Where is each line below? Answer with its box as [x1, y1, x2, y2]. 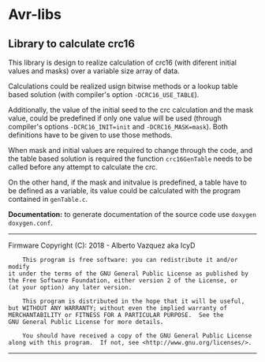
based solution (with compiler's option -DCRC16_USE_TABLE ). [8, 90, 200, 99]
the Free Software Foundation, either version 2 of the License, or [8, 277, 238, 285]
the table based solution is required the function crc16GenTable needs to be [8, 154, 252, 163]
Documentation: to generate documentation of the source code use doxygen [8, 210, 256, 218]
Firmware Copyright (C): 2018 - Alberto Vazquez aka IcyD [8, 241, 196, 250]
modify [8, 263, 30, 271]
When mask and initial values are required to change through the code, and [8, 146, 253, 155]
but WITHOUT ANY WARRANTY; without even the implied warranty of [8, 304, 227, 312]
